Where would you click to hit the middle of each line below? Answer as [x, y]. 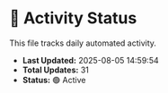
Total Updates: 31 [56, 70]
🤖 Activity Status [73, 18]
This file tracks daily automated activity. [83, 43]
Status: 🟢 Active [54, 80]
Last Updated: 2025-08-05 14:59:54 [90, 60]
